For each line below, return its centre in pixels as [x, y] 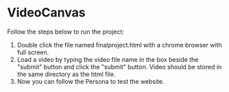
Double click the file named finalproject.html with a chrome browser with [120, 45]
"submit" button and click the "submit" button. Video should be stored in [119, 67]
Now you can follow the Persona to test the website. [91, 81]
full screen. [33, 52]
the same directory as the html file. [66, 74]
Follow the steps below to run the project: [66, 32]
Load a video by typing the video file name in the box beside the [108, 59]
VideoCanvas [46, 13]
